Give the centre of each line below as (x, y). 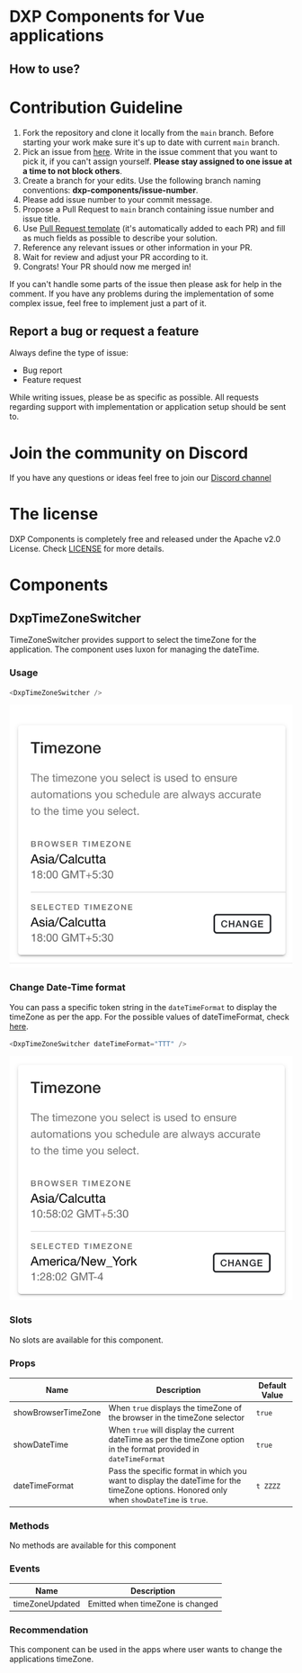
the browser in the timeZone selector (177, 1417)
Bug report (42, 370)
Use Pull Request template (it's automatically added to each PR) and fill (154, 228)
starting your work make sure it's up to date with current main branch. (151, 142)
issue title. (41, 219)
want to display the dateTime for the (175, 1481)
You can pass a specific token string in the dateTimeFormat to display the (143, 1007)
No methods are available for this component (93, 1545)
